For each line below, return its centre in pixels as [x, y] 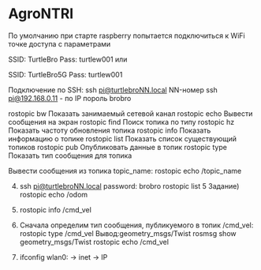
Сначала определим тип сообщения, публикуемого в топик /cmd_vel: [136, 225]
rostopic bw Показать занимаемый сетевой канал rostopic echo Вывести [130, 113]
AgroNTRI [41, 14]
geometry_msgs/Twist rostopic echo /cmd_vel [94, 242]
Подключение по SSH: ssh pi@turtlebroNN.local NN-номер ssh [113, 90]
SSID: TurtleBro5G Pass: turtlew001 [65, 74]
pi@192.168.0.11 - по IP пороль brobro [70, 98]
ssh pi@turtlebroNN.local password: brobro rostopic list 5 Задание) [129, 186]
